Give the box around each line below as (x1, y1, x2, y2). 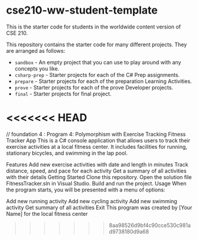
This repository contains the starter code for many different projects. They (6, 41, 187, 48)
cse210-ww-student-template (6, 4, 158, 17)
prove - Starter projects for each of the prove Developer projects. (14, 84, 173, 91)
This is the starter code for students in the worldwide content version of (6, 23, 181, 30)
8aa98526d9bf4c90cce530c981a (109, 222, 191, 229)
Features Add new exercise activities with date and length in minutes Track (6, 161, 189, 168)
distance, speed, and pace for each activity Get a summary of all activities (6, 167, 187, 174)
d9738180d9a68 (109, 228, 150, 235)
